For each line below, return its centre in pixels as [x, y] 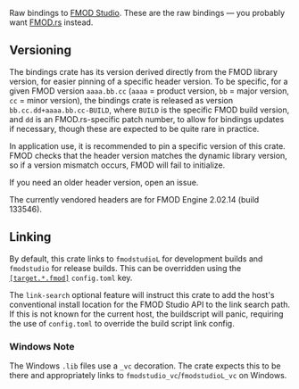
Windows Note [42, 346]
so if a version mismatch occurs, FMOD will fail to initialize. [117, 165]
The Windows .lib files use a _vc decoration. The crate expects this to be [145, 366]
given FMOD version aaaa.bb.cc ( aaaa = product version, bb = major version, [149, 91]
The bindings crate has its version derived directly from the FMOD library [144, 71]
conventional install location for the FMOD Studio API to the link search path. [150, 304]
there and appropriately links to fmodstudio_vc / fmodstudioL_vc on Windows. [148, 375]
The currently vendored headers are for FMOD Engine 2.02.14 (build [134, 199]
